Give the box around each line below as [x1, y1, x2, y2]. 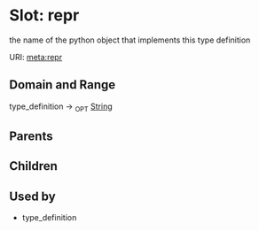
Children [9, 158, 58, 173]
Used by [9, 189, 56, 204]
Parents [9, 128, 53, 143]
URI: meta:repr [9, 51, 63, 62]
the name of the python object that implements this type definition [9, 35, 251, 45]
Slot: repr [9, 5, 80, 26]
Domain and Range [9, 77, 116, 93]
